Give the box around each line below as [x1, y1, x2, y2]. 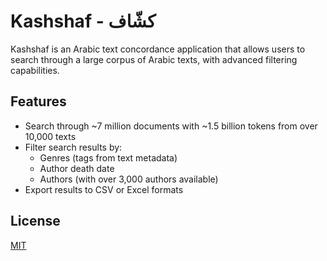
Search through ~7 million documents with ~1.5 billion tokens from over [24, 120, 318, 132]
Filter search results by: [24, 141, 123, 153]
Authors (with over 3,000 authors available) [39, 173, 219, 185]
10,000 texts [24, 130, 77, 142]
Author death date [39, 162, 115, 174]
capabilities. [10, 64, 60, 76]
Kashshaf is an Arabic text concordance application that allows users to [10, 43, 306, 55]
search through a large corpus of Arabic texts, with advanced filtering [10, 53, 298, 65]
